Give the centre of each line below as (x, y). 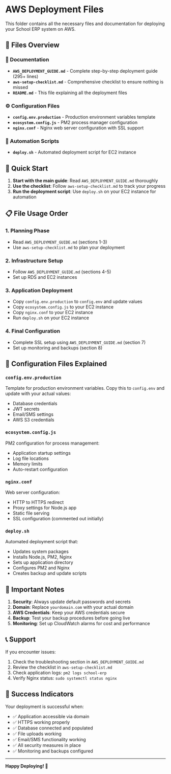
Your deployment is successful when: (45, 706)
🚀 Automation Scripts (32, 141)
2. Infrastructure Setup (34, 260)
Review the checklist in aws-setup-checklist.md (62, 667)
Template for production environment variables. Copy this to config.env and (85, 388)
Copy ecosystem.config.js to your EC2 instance (63, 307)
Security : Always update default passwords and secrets (72, 602)
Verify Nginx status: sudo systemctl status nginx (65, 678)
